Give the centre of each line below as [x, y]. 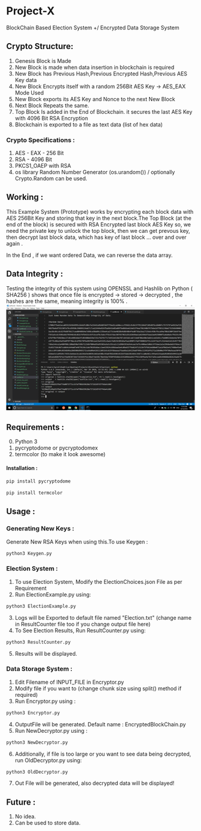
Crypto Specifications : [41, 140]
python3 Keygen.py [29, 553]
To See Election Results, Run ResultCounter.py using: [80, 630]
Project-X [31, 11]
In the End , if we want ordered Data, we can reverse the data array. [89, 255]
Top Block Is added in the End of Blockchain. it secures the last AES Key [103, 111]
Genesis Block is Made [43, 60]
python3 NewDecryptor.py [37, 742]
